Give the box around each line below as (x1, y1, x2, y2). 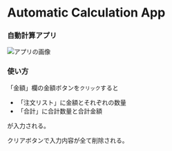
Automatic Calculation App (7, 5, 166, 21)
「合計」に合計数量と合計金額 (17, 107, 102, 115)
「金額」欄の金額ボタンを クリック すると (7, 83, 119, 92)
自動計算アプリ (7, 31, 57, 41)
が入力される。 (7, 121, 50, 130)
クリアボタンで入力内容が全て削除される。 (7, 136, 128, 144)
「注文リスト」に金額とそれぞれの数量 (17, 98, 126, 106)
